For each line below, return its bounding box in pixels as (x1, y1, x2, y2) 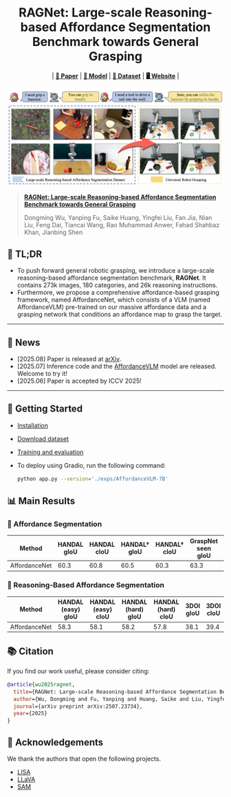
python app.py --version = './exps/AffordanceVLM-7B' (16, 475, 168, 482)
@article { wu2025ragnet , (7, 681, 76, 688)
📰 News (7, 337, 41, 348)
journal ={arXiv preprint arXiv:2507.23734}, (13, 703, 143, 710)
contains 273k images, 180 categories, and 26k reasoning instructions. (16, 281, 218, 289)
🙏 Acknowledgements (7, 737, 104, 748)
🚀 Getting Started (7, 403, 83, 415)
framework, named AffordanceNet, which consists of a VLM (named (16, 295, 211, 304)
